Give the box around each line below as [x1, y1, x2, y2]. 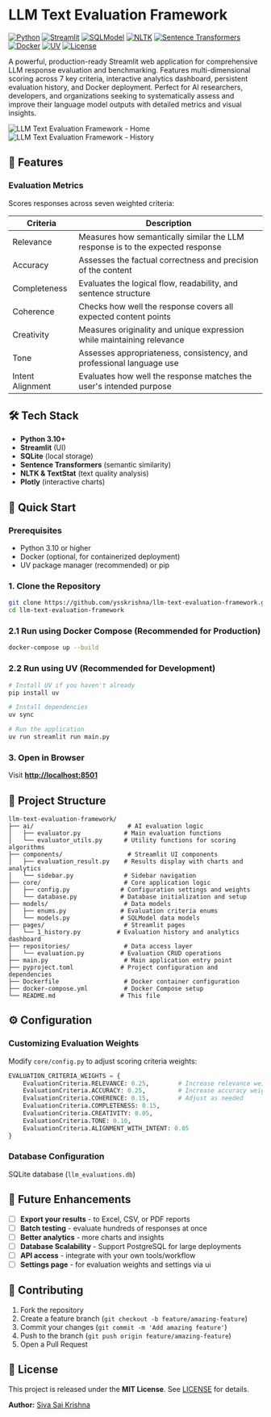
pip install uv [8, 689, 60, 697]
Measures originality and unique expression [78, 324, 244, 335]
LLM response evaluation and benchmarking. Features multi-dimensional [8, 65, 251, 74]
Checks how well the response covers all [78, 300, 234, 312]
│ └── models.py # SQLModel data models [8, 914, 200, 922]
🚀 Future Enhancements [8, 1193, 131, 1206]
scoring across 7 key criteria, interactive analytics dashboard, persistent [8, 73, 248, 83]
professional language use [78, 357, 179, 368]
